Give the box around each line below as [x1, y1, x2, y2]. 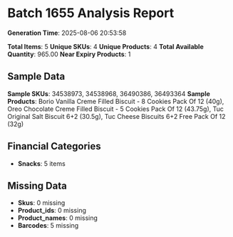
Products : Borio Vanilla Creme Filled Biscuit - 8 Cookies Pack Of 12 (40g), [7, 97, 224, 105]
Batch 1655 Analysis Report [7, 5, 175, 21]
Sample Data [7, 70, 66, 83]
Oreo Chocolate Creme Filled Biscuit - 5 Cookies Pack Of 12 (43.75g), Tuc [7, 105, 224, 113]
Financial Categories [7, 140, 101, 152]
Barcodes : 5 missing [17, 221, 79, 230]
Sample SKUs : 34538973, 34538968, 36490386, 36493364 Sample [7, 89, 210, 98]
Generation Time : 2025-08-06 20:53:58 [7, 28, 127, 37]
